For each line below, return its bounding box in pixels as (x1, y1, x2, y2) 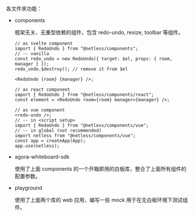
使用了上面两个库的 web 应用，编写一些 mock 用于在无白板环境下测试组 (14, 197, 188, 203)
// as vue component (14, 107, 65, 113)
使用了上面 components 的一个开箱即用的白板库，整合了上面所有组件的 (14, 166, 186, 172)
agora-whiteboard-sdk (14, 153, 70, 160)
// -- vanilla (14, 51, 49, 57)
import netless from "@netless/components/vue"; (14, 133, 136, 139)
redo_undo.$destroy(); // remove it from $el (14, 66, 128, 72)
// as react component (14, 87, 70, 92)
